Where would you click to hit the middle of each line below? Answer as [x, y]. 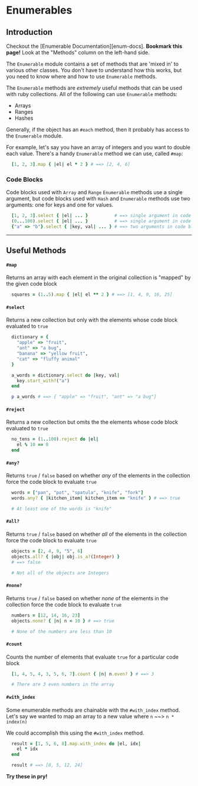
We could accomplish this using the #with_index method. [75, 733]
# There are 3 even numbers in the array [63, 685]
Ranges [24, 112]
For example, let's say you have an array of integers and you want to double [98, 147]
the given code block [32, 284]
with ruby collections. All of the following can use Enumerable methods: [92, 94]
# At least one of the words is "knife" [62, 509]
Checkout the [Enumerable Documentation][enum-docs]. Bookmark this [94, 46]
